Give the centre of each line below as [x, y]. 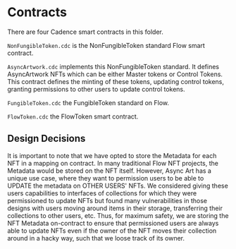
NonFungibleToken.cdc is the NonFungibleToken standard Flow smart [106, 45]
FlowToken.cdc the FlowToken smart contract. [73, 116]
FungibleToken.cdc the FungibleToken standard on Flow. [88, 102]
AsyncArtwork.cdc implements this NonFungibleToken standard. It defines [113, 66]
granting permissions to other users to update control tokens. [96, 89]
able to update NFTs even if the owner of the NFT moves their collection [112, 231]
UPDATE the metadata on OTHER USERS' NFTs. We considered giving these [118, 186]
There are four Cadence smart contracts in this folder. [86, 32]
